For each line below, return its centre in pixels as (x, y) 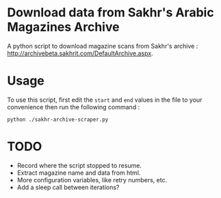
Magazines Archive (63, 27)
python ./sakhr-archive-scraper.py (58, 119)
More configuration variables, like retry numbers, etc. (92, 180)
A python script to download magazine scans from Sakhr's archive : (103, 46)
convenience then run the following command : (74, 107)
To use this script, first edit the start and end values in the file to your (105, 100)
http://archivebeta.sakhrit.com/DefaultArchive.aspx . (80, 53)
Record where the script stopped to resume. (79, 165)
